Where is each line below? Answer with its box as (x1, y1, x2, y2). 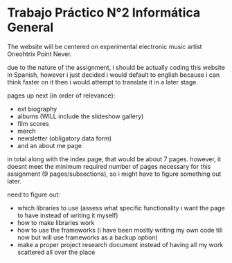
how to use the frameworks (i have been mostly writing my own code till (17, 226, 223, 234)
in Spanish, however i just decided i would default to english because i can (7, 71, 220, 79)
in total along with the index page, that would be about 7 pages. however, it (7, 154, 222, 163)
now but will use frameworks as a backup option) (17, 233, 158, 242)
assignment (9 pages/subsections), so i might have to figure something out (7, 170, 222, 178)
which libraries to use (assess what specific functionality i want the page (17, 203, 225, 212)
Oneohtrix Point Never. (7, 50, 72, 58)
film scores (17, 119, 50, 127)
